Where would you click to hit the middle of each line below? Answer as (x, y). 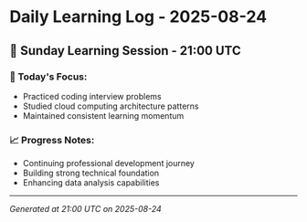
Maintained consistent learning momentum (103, 115)
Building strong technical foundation (91, 173)
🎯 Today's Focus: (48, 77)
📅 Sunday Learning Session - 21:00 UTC (125, 51)
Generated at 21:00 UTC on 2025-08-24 (85, 209)
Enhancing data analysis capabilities (91, 183)
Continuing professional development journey (108, 164)
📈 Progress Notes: (52, 140)
